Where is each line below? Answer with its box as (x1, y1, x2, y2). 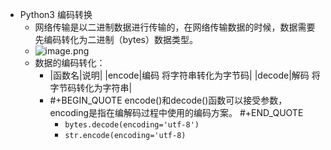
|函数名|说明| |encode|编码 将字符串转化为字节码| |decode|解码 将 (49, 69, 321, 81)
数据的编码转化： (34, 57, 106, 68)
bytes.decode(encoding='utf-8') (64, 120, 200, 130)
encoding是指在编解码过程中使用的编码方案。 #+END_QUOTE (49, 107, 304, 118)
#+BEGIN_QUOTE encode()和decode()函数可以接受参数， (49, 94, 288, 106)
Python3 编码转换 (19, 9, 93, 20)
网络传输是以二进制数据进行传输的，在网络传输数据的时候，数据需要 (34, 21, 316, 33)
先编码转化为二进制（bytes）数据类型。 (34, 34, 198, 45)
